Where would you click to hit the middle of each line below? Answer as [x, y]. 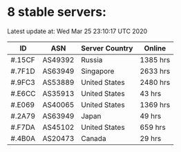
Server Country [107, 48]
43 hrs [151, 93]
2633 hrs [155, 71]
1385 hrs [155, 59]
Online [155, 48]
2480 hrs [155, 82]
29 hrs [151, 138]
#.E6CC [23, 93]
